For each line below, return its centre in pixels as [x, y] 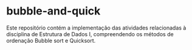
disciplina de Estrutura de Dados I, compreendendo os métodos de [90, 34]
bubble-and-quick [53, 11]
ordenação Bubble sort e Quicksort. [51, 40]
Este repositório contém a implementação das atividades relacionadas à [96, 28]
